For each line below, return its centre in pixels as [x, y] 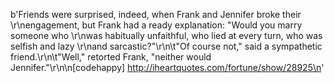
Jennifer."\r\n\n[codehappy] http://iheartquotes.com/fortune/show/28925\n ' [167, 67]
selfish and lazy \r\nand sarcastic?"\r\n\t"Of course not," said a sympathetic [166, 46]
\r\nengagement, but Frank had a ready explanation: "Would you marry [156, 25]
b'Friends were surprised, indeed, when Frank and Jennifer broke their [156, 14]
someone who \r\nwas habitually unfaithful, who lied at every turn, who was [166, 35]
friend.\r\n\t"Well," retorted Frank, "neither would [111, 57]
